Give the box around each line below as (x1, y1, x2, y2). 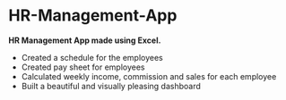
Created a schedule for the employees (21, 52, 163, 62)
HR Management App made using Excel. (8, 35, 161, 46)
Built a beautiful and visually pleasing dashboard (21, 80, 201, 91)
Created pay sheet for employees (21, 62, 145, 72)
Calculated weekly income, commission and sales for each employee (21, 71, 277, 81)
